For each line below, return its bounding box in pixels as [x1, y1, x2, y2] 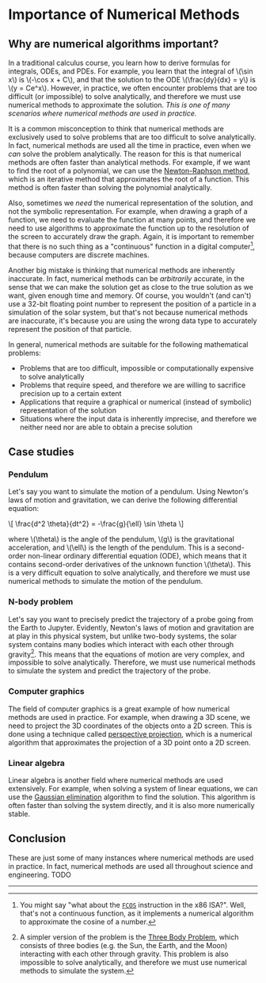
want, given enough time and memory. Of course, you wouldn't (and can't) [8, 291, 252, 300]
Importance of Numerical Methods [8, 6, 240, 24]
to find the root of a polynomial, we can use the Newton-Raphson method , [8, 166, 251, 175]
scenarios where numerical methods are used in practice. [8, 109, 197, 118]
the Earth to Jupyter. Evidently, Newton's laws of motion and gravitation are [8, 623, 255, 632]
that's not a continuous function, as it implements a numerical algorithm [19, 909, 254, 918]
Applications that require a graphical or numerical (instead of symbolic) [19, 397, 252, 406]
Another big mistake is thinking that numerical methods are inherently [8, 265, 235, 275]
